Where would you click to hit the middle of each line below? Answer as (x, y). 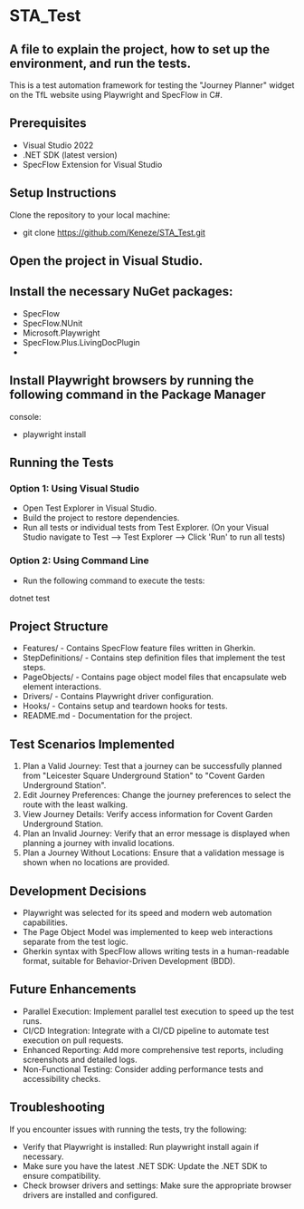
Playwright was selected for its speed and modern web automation (147, 913)
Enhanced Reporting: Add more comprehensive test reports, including (153, 1049)
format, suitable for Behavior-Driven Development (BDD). (129, 961)
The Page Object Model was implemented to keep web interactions (147, 932)
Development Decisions (78, 891)
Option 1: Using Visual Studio (75, 488)
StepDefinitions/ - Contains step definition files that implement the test (154, 658)
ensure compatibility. (62, 1175)
